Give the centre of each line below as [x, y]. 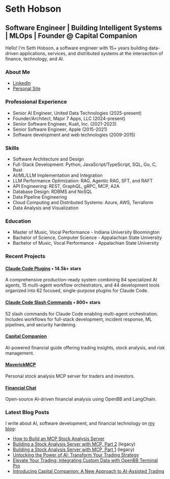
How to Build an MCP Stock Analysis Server [59, 439]
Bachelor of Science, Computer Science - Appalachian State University [87, 237]
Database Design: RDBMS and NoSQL [52, 191]
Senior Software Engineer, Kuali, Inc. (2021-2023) [65, 124]
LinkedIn [22, 83]
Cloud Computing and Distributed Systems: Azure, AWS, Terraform [83, 202]
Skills [12, 148]
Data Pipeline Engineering [40, 197]
